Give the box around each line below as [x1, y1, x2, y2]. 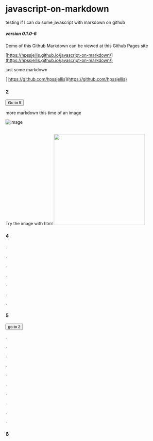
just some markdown [5, 66, 48, 72]
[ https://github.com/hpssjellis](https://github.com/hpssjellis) [5, 76, 127, 82]
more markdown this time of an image [5, 110, 82, 116]
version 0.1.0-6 [5, 31, 37, 36]
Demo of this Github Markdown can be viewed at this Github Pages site [5, 43, 148, 49]
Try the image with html [5, 221, 53, 227]
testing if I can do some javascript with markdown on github [5, 19, 125, 25]
